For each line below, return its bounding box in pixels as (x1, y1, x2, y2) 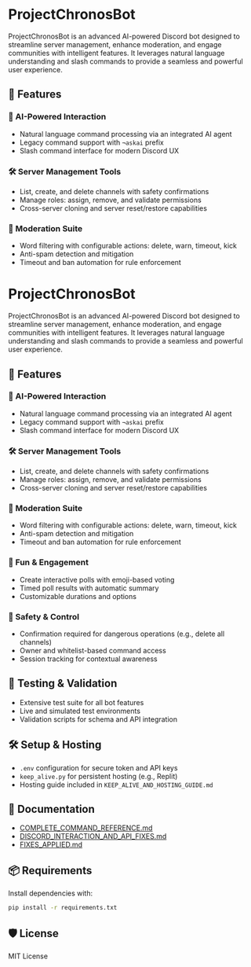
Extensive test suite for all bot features (19, 697, 144, 707)
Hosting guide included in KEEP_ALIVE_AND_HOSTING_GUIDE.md (19, 780, 213, 789)
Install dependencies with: (8, 888, 93, 898)
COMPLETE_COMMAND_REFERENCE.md (19, 823, 153, 833)
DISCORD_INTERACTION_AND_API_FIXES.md (19, 832, 167, 841)
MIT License (8, 951, 49, 961)
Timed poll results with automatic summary (19, 583, 159, 593)
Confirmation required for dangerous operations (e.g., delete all (19, 629, 225, 638)
